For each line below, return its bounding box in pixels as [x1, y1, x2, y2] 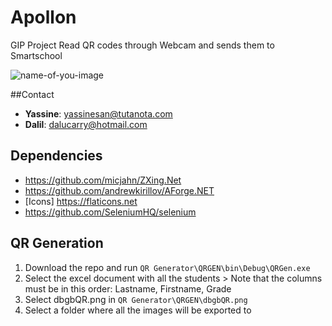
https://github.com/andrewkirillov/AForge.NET [24, 184, 215, 196]
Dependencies [10, 147, 103, 165]
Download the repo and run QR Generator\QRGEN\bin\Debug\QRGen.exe [24, 261, 311, 273]
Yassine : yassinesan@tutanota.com [24, 107, 173, 120]
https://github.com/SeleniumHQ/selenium [24, 206, 197, 218]
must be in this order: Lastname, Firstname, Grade [24, 282, 232, 295]
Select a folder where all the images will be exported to [24, 304, 252, 316]
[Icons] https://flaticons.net [24, 195, 138, 207]
